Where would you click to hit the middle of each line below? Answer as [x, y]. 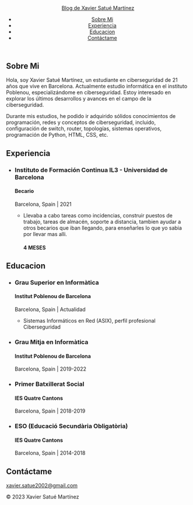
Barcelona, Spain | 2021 [43, 204]
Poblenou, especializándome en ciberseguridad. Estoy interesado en [88, 92]
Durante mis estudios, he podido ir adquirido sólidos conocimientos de [91, 116]
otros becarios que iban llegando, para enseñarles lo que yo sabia [103, 228]
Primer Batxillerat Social [49, 384]
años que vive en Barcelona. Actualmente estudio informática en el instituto [97, 87]
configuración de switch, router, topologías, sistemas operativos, [84, 129]
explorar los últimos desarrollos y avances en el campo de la [79, 99]
